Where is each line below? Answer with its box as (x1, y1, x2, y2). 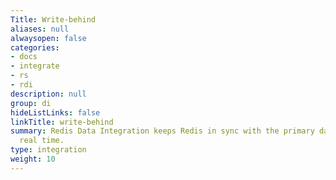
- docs (10, 52, 38, 62)
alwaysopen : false (10, 33, 87, 43)
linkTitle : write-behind (10, 117, 114, 127)
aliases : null (10, 24, 70, 34)
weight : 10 (10, 154, 56, 164)
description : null (10, 89, 87, 99)
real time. (19, 136, 65, 146)
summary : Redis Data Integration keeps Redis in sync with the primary (10, 126, 315, 136)
